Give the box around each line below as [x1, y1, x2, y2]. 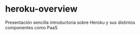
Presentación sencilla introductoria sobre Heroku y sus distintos [5, 19, 136, 25]
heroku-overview [5, 3, 78, 15]
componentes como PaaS [5, 24, 58, 30]
